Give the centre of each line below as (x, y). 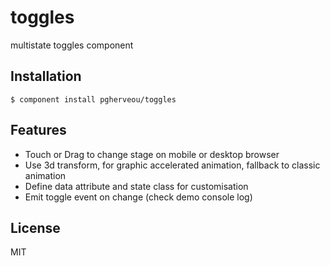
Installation (46, 76)
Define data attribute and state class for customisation (136, 186)
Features (38, 130)
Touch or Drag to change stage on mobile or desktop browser (152, 154)
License (35, 227)
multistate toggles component (72, 45)
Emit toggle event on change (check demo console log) (138, 197)
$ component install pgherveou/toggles (93, 99)
